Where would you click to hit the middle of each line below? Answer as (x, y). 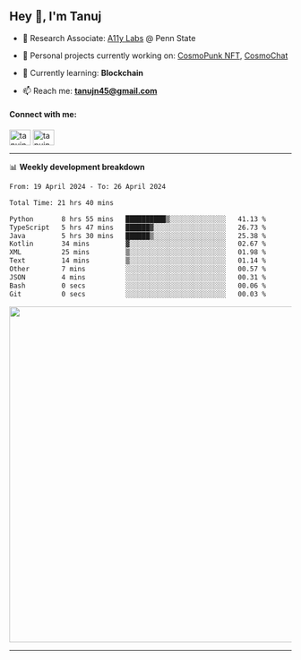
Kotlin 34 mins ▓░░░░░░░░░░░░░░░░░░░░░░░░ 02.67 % (138, 244)
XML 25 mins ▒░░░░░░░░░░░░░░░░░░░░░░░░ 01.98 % (138, 253)
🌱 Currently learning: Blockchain (83, 73)
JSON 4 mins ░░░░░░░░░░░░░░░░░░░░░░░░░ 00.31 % (138, 277)
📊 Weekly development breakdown (77, 167)
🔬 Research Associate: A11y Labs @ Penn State (109, 38)
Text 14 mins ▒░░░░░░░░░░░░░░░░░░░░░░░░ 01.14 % (138, 261)
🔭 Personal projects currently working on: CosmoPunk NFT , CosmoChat (155, 56)
